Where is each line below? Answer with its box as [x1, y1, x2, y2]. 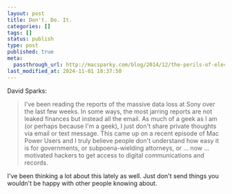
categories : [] [7, 23, 51, 30]
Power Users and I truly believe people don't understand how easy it [23, 136, 220, 144]
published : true [7, 49, 54, 56]
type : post [7, 42, 39, 49]
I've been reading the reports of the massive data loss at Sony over [23, 100, 215, 108]
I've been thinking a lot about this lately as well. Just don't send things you [7, 171, 220, 180]
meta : [7, 55, 23, 62]
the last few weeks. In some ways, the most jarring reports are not [23, 107, 213, 116]
